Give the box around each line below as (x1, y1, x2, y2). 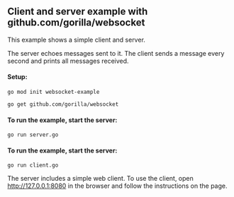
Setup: (7, 73, 28, 81)
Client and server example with (7, 6, 148, 18)
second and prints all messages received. (7, 56, 129, 65)
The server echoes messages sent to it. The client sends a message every (7, 49, 225, 57)
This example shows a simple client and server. (7, 35, 145, 44)
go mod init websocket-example (7, 88, 100, 96)
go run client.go (7, 162, 59, 169)
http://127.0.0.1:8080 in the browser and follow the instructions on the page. (7, 181, 228, 190)
